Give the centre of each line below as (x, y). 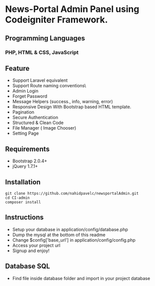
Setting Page (25, 134)
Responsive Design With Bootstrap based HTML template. (72, 107)
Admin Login (25, 91)
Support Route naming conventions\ (49, 86)
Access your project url (36, 245)
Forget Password (30, 96)
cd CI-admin (17, 198)
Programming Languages (45, 38)
